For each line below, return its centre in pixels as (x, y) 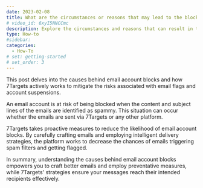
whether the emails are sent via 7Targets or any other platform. (85, 117)
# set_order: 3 (25, 62)
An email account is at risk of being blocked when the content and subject (99, 104)
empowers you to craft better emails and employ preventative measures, (97, 166)
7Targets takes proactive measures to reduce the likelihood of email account (101, 128)
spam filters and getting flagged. (47, 148)
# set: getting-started (36, 57)
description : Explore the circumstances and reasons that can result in (100, 29)
